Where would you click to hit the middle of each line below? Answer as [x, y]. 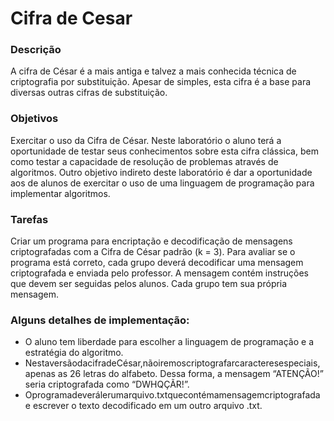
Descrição [36, 50]
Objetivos [34, 119]
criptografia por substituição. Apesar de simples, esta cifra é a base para [161, 82]
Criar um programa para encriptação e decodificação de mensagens [151, 241]
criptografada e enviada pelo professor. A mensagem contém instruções [159, 273]
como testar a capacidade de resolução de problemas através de [144, 161]
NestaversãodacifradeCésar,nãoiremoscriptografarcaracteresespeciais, [172, 363]
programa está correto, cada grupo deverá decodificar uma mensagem [157, 263]
